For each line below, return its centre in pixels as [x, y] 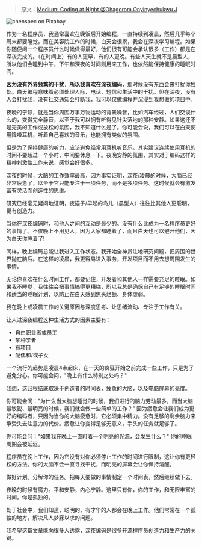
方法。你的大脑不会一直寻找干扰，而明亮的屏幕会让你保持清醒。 [96, 464]
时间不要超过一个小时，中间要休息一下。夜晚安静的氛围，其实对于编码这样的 [101, 155]
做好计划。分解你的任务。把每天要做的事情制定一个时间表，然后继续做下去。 [101, 477]
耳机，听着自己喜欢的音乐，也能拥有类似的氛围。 [82, 134]
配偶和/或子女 [32, 355]
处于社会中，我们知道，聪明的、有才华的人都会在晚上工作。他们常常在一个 [98, 510]
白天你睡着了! [28, 238]
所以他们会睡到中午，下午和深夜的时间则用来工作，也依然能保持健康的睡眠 [98, 64]
